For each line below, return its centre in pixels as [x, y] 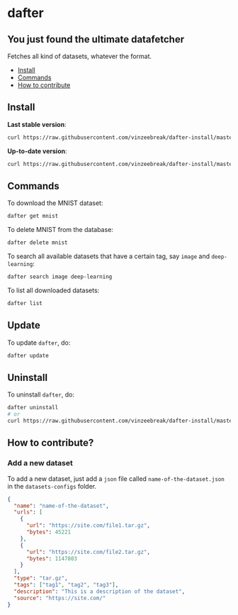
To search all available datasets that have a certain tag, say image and [109, 256]
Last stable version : [37, 124]
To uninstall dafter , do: [41, 394]
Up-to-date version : [37, 151]
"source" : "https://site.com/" [60, 598]
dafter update [28, 355]
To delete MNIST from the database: [60, 230]
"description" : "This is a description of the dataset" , [100, 591]
